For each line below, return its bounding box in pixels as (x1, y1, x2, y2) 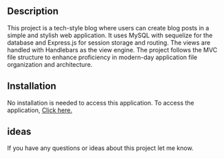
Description (7, 6, 59, 17)
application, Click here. (7, 106, 72, 114)
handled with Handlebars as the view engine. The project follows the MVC (7, 45, 218, 54)
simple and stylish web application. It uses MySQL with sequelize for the (7, 31, 213, 39)
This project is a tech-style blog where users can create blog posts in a (7, 23, 210, 32)
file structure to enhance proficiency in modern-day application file (7, 53, 198, 61)
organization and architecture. (7, 60, 93, 68)
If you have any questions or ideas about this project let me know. (7, 144, 194, 152)
